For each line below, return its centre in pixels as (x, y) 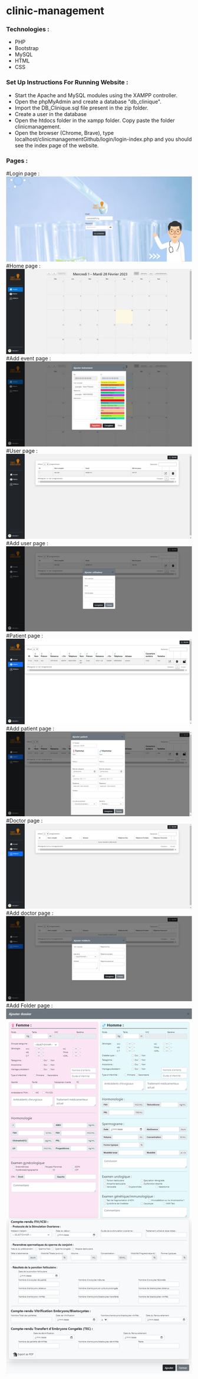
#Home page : (24, 266)
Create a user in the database (51, 114)
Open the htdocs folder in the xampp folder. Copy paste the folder (95, 120)
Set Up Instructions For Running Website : (67, 83)
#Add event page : (29, 358)
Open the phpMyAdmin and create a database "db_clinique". (88, 101)
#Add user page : (27, 543)
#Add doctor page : (30, 913)
